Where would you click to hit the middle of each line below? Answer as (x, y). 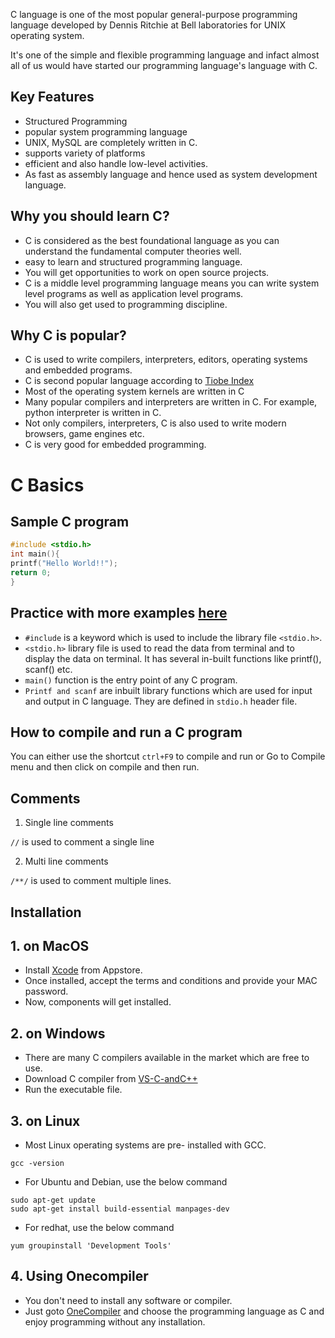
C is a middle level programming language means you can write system (172, 283)
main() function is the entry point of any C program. (131, 680)
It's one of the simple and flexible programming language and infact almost (165, 55)
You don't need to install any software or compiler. (128, 1300)
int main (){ (35, 554)
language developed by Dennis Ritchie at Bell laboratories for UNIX (148, 25)
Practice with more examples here (119, 613)
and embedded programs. (78, 370)
